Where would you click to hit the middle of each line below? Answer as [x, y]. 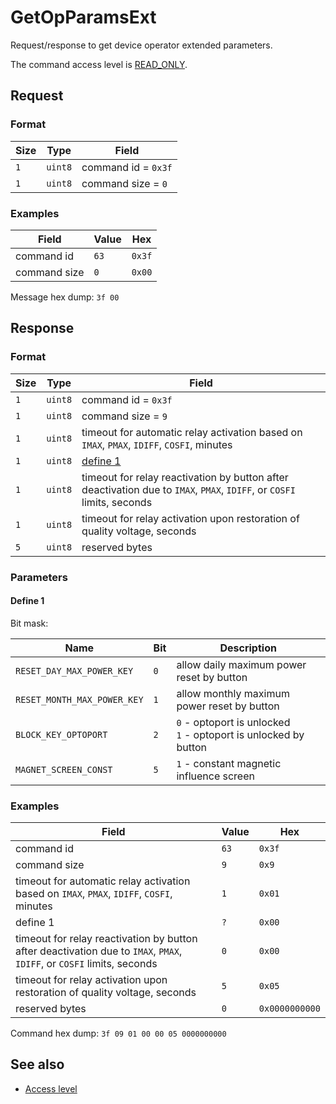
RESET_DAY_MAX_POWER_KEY [74, 670]
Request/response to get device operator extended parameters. [141, 45]
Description [248, 648]
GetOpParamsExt [83, 17]
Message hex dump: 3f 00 [65, 297]
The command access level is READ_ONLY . [99, 64]
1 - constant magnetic [229, 763]
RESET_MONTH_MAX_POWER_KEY [79, 699]
